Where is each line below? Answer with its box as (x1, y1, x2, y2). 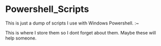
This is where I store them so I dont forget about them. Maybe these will (5, 29, 156, 35)
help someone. (5, 35, 37, 41)
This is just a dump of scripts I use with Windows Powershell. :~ (5, 20, 139, 26)
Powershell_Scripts (5, 3, 89, 15)
